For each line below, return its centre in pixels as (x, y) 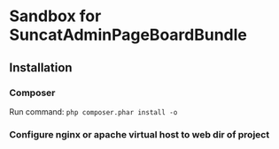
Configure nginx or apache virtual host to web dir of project (139, 134)
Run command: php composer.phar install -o (93, 111)
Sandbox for (55, 16)
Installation (41, 67)
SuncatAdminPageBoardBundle (128, 35)
